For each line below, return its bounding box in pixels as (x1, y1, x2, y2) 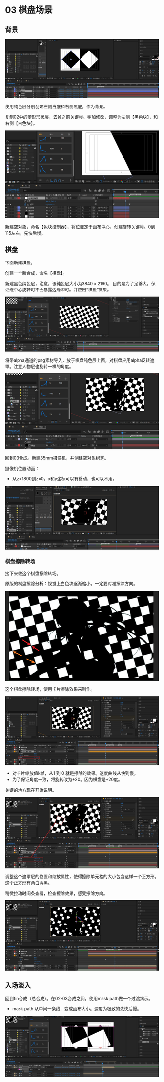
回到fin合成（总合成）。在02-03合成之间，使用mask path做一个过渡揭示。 (5, 995, 153, 1001)
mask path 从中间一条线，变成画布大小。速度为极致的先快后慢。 (12, 1005, 142, 1011)
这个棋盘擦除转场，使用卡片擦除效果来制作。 (5, 686, 95, 692)
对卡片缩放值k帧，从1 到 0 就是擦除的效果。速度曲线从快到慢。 (12, 770, 138, 776)
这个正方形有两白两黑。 (5, 880, 52, 886)
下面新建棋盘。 (5, 260, 35, 265)
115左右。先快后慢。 (5, 230, 45, 236)
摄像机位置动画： (5, 465, 40, 471)
